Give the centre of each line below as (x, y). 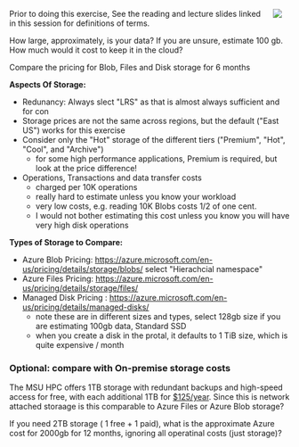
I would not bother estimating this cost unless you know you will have (162, 215)
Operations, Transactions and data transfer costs (112, 178)
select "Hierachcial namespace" (204, 269)
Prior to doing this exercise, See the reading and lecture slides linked (135, 14)
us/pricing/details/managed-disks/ (85, 307)
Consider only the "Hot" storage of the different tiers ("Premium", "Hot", (154, 140)
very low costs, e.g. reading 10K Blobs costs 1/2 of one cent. (146, 206)
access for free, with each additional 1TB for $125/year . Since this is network (149, 397)
